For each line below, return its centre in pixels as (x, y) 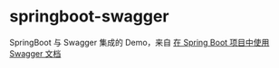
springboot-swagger (89, 17)
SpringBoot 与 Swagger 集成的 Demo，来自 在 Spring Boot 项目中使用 (139, 42)
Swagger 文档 (35, 53)
